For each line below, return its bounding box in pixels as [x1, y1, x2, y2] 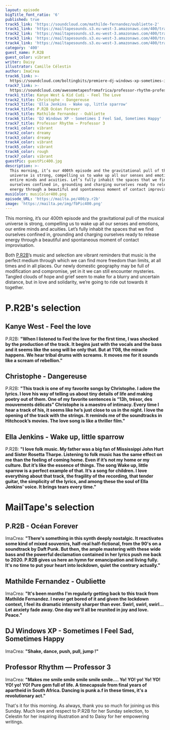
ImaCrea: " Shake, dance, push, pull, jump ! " [5, 648, 99, 654]
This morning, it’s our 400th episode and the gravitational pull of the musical [5, 215, 164, 221]
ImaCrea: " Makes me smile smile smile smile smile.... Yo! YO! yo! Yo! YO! [5, 676, 161, 682]
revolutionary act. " [5, 692, 46, 699]
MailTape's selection [5, 501, 95, 513]
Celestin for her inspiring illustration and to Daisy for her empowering [5, 713, 149, 719]
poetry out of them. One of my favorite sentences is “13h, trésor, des [5, 396, 153, 402]
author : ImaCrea [5, 69, 39, 74]
